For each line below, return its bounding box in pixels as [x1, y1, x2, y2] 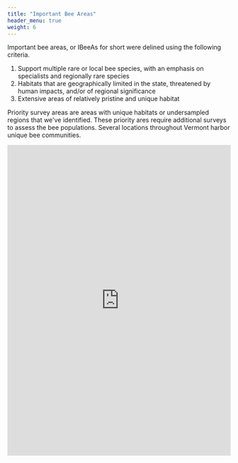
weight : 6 [7, 23, 37, 31]
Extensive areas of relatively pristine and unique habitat [17, 94, 180, 103]
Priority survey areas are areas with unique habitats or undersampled [7, 108, 210, 117]
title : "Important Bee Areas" [7, 10, 97, 18]
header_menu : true [7, 17, 62, 24]
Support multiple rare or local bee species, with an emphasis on [17, 65, 204, 73]
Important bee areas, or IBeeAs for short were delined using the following [7, 43, 222, 52]
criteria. [7, 50, 30, 59]
